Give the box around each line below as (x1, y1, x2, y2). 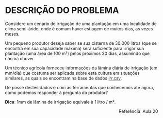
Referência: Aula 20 (118, 108, 158, 114)
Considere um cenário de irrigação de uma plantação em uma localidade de (5, 21, 157, 26)
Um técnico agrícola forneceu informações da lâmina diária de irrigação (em (5, 65, 158, 71)
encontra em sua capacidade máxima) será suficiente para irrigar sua (5, 45, 144, 51)
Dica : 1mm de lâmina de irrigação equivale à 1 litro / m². (5, 99, 116, 105)
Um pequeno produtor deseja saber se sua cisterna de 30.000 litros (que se (5, 40, 157, 46)
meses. (5, 31, 20, 37)
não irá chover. (5, 55, 35, 61)
